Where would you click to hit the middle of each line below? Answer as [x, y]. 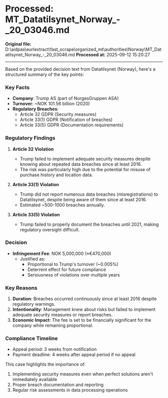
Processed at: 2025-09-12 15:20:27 [113, 54]
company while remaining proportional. [53, 325]
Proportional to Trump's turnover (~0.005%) [73, 264]
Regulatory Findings [30, 138]
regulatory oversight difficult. [50, 229]
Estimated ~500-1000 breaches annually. [62, 205]
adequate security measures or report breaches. [62, 315]
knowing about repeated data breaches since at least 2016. [81, 164]
